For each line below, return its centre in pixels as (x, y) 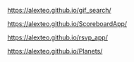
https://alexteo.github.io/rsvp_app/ (57, 37)
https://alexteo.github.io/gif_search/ (59, 10)
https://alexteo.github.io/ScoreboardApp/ (67, 24)
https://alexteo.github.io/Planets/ (55, 51)
